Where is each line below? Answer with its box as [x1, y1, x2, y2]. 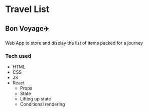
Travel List [5, 4, 50, 15]
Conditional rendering [20, 101, 65, 107]
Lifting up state [20, 96, 51, 102]
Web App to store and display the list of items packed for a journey [5, 40, 143, 46]
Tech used [5, 52, 32, 59]
